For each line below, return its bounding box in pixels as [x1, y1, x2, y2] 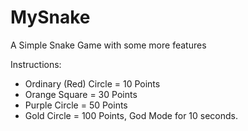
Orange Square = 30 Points [24, 88, 138, 100]
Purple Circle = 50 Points [24, 99, 128, 111]
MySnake [10, 6, 91, 29]
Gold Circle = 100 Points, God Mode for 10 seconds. [24, 109, 239, 121]
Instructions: [10, 58, 62, 70]
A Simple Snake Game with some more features [10, 39, 207, 51]
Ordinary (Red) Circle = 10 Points [24, 77, 161, 90]
